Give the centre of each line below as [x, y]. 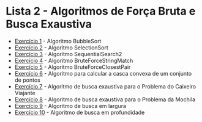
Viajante [25, 93]
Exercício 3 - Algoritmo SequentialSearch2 [68, 54]
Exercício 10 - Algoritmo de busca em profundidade [80, 112]
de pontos [27, 80]
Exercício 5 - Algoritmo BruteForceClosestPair [73, 67]
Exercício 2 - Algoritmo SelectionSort [61, 48]
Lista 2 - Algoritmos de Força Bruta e [101, 11]
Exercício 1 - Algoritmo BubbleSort [58, 41]
